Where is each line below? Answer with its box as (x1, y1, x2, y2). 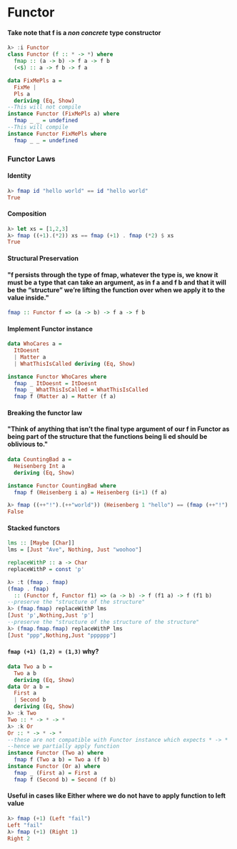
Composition (7, 209, 46, 218)
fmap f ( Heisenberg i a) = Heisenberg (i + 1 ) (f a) (14, 489, 168, 496)
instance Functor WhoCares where (7, 373, 107, 380)
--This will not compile (7, 104, 81, 111)
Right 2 (7, 835, 31, 842)
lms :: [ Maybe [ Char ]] (7, 540, 75, 547)
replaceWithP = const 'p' (7, 565, 84, 572)
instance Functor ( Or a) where (7, 763, 101, 770)
